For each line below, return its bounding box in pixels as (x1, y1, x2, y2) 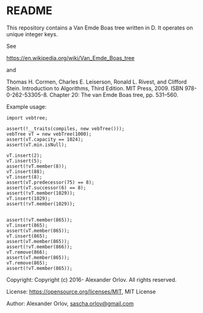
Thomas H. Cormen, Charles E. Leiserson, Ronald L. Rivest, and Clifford (6, 78, 187, 85)
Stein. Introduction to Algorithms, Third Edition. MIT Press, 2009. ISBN (6, 84, 184, 92)
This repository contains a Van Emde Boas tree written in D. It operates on (6, 24, 193, 31)
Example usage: (6, 102, 47, 110)
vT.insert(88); (6, 168, 45, 175)
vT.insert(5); (6, 158, 43, 164)
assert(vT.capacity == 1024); (6, 136, 84, 142)
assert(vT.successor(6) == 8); (6, 185, 86, 191)
